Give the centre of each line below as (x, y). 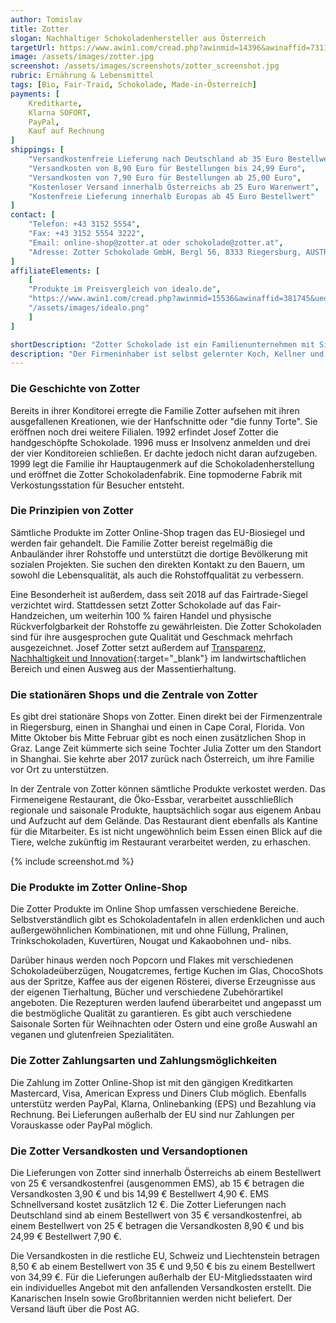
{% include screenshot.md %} (72, 862)
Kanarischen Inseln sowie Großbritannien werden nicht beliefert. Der (151, 1298)
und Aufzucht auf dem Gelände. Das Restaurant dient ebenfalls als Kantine (164, 821)
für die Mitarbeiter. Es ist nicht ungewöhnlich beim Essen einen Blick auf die (166, 832)
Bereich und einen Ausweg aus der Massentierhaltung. (123, 668)
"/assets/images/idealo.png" (89, 308)
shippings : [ (37, 150)
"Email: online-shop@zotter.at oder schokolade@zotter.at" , (156, 242)
